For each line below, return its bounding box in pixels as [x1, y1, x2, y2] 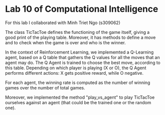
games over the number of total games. [5, 85, 85, 90]
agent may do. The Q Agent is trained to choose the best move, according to [5, 59, 161, 65]
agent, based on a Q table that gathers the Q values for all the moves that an [5, 54, 160, 60]
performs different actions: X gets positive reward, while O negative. [5, 70, 144, 76]
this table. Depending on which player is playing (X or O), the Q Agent [5, 65, 146, 71]
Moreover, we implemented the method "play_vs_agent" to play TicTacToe [5, 94, 155, 100]
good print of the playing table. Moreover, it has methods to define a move [5, 34, 156, 40]
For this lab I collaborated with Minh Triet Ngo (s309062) [5, 20, 121, 26]
